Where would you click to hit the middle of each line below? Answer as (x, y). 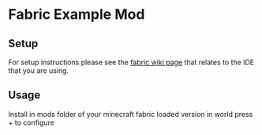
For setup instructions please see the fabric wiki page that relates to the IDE (131, 62)
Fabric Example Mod (77, 15)
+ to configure (32, 122)
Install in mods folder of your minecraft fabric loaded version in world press (131, 114)
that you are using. (39, 71)
